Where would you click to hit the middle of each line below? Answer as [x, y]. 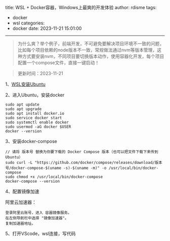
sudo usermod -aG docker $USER [38, 127]
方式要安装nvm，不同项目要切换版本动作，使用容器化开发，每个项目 [93, 56]
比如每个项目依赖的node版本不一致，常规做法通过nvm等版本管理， [87, 50]
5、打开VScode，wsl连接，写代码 [40, 233]
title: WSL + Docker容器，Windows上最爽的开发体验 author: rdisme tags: [81, 7]
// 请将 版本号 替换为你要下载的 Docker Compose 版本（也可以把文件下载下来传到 [82, 152]
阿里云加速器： [21, 202]
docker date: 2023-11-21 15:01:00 [47, 28]
